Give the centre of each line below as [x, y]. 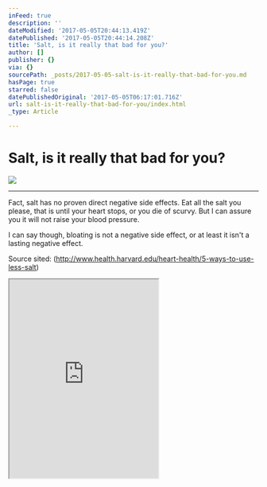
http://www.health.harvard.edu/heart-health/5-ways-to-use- [155, 259]
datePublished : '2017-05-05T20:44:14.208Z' [81, 38]
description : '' [35, 23]
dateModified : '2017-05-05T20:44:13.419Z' [79, 30]
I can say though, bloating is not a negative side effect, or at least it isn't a [129, 235]
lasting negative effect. [46, 243]
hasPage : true [32, 82]
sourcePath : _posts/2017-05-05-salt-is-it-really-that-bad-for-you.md [128, 75]
